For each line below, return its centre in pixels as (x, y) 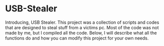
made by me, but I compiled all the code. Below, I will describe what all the (81, 33)
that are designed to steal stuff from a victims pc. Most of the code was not (82, 27)
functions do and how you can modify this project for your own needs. (77, 38)
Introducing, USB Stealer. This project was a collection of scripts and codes (82, 22)
